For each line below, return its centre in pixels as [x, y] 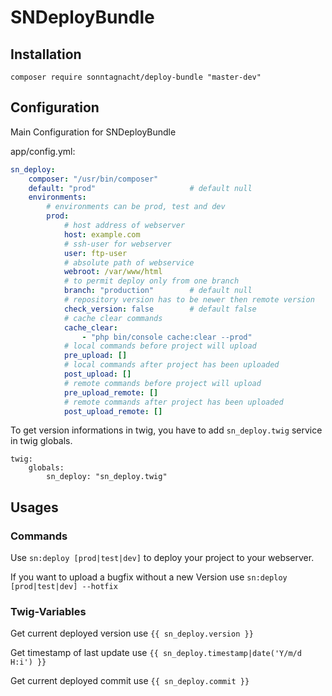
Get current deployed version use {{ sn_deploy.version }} [132, 633]
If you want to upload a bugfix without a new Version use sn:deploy [149, 577]
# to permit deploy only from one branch [151, 281]
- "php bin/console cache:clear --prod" [167, 337]
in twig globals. [41, 441]
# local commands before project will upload [160, 346]
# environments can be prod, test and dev [136, 207]
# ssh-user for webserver [117, 244]
